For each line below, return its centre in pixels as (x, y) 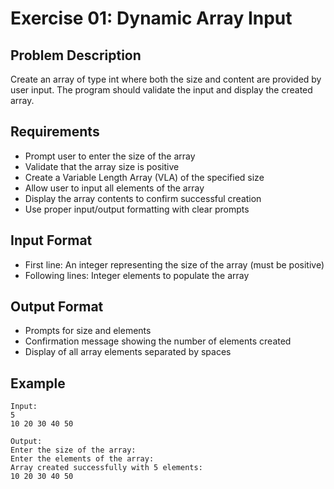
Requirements (55, 132)
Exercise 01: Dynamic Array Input (151, 18)
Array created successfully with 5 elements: (106, 468)
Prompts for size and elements (88, 331)
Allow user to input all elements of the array (114, 188)
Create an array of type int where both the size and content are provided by (166, 79)
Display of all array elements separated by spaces (128, 352)
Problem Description (76, 55)
